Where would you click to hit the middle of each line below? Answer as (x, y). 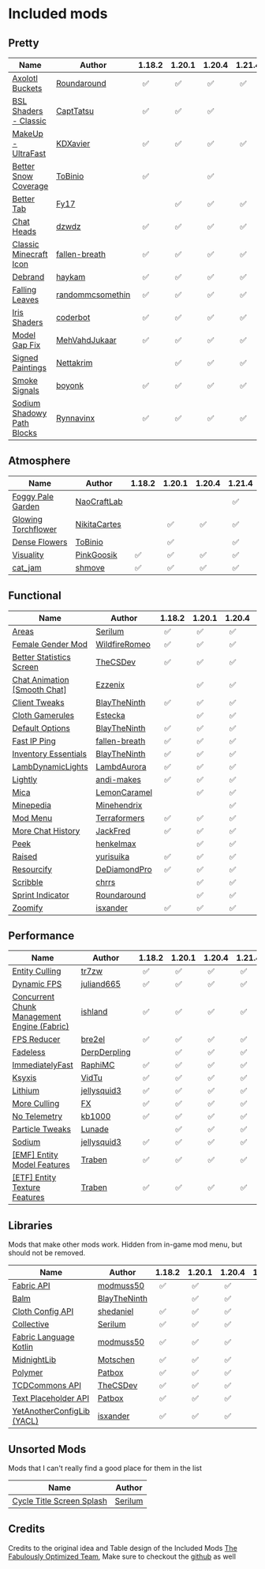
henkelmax (116, 844)
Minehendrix (119, 805)
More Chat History (46, 830)
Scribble (28, 882)
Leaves (26, 299)
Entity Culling (37, 971)
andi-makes (119, 779)
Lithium (26, 1091)
